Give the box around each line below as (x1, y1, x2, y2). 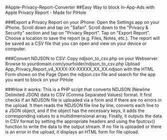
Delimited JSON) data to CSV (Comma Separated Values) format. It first (5, 92, 152, 97)
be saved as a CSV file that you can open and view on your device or (5, 40, 147, 46)
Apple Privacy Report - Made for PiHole (5, 9, 86, 15)
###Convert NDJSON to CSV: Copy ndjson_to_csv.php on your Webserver (5, 55, 158, 61)
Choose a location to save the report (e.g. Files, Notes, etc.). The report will (5, 35, 160, 41)
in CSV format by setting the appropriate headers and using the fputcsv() (5, 118, 156, 124)
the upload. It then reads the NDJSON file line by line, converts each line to (5, 102, 160, 108)
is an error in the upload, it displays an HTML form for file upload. (5, 129, 140, 134)
